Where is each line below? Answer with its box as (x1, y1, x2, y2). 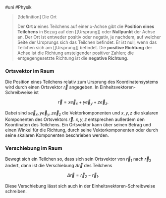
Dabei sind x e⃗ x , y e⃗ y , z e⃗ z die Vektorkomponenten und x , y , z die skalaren (5, 110, 159, 117)
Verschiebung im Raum (5, 144, 63, 151)
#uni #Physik (5, 4, 32, 10)
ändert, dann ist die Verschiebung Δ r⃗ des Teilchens (5, 162, 112, 168)
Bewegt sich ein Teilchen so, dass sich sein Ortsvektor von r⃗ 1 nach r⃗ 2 (5, 156, 152, 163)
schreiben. (5, 188, 27, 194)
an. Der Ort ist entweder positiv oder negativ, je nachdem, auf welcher (17, 34, 161, 40)
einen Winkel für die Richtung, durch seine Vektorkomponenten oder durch (5, 127, 159, 133)
